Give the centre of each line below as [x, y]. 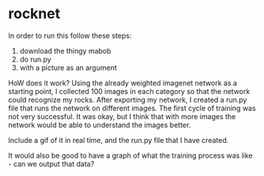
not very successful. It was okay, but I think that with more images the [122, 116]
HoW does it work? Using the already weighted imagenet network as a [123, 83]
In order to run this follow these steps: [70, 36]
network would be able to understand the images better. [100, 125]
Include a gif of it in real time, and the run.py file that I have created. [119, 140]
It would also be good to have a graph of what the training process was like [130, 155]
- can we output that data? [51, 163]
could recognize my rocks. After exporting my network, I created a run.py [128, 99]
